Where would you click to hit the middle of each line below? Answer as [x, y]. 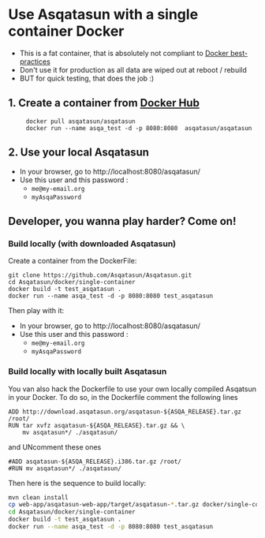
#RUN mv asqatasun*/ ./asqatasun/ [65, 468]
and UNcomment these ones [55, 446]
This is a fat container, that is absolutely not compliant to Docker [124, 53]
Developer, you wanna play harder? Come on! [122, 221]
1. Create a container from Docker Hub [104, 103]
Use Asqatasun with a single [103, 15]
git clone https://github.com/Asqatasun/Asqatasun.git [100, 275]
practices [35, 62]
